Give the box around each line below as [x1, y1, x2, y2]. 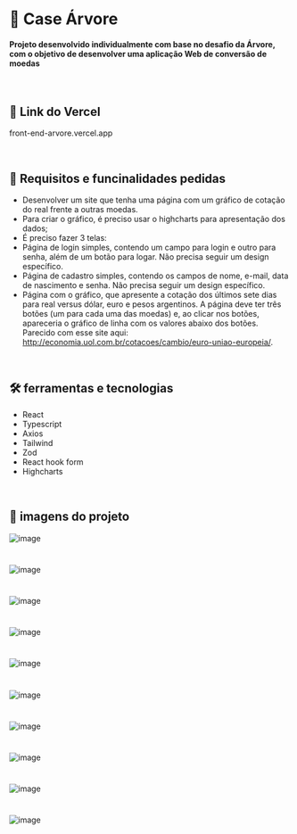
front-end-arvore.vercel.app [9, 128, 113, 138]
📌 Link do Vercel [9, 103, 101, 120]
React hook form [21, 456, 84, 467]
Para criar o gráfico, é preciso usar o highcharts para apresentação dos [21, 214, 285, 224]
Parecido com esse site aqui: [21, 327, 129, 338]
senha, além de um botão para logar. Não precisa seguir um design [21, 252, 269, 262]
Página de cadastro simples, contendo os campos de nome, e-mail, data [21, 270, 289, 281]
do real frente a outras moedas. [21, 204, 138, 214]
